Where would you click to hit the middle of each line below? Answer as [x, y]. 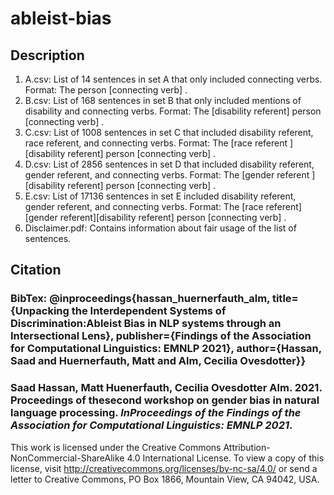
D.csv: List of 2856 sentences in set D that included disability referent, [169, 164]
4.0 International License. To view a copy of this [225, 458]
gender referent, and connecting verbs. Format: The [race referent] [163, 206]
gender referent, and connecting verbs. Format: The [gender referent [167, 175]
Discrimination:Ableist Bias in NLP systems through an [146, 324]
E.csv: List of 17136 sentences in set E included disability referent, [160, 196]
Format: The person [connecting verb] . [106, 90]
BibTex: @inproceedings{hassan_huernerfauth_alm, [140, 299]
